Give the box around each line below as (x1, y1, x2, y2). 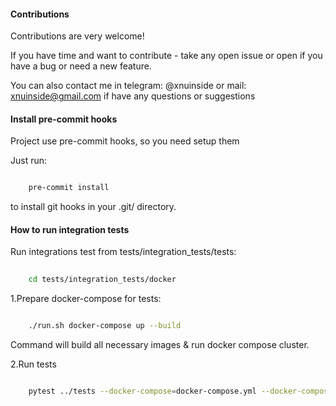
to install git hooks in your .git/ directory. (10, 201, 177, 213)
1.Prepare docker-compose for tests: (10, 293, 162, 305)
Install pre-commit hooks (10, 113, 118, 125)
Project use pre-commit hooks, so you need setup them (10, 135, 240, 147)
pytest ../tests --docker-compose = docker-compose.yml (28, 386, 257, 397)
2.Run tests (10, 358, 57, 370)
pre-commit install (28, 183, 110, 193)
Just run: (10, 155, 48, 167)
